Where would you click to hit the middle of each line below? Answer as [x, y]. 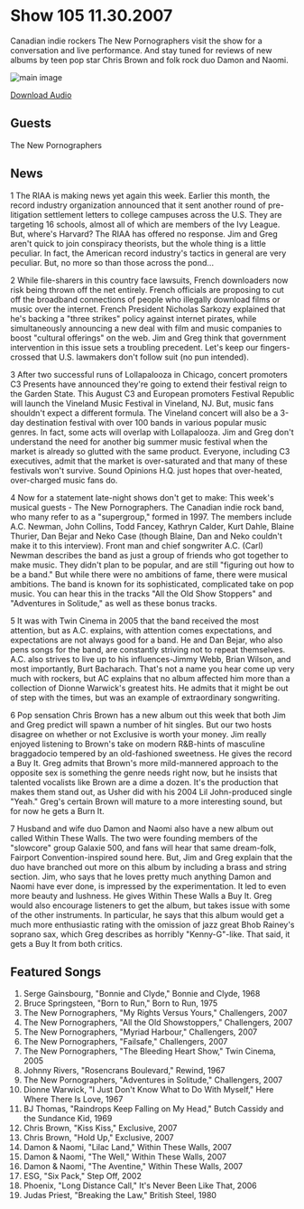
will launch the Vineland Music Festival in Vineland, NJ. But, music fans [142, 403]
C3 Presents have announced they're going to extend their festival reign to [149, 384]
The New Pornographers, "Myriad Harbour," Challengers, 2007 [140, 1032]
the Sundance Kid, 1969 [68, 1119]
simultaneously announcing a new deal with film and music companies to [146, 328]
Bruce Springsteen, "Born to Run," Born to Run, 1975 [120, 1003]
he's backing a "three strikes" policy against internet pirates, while [134, 318]
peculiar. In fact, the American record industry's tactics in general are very [148, 253]
